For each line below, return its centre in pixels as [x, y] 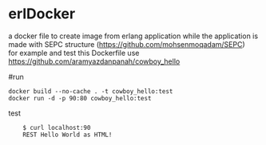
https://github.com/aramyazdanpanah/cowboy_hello [94, 61]
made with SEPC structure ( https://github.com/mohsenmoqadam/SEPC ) [127, 44]
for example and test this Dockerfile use [74, 53]
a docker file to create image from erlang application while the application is [133, 36]
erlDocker [42, 14]
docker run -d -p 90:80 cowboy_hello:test [80, 98]
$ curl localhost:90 [57, 127]
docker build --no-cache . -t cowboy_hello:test [91, 91]
